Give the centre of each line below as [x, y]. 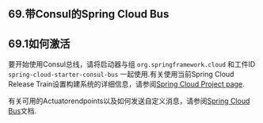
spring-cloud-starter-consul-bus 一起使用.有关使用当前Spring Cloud [121, 75]
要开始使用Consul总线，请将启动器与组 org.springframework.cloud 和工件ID [132, 64]
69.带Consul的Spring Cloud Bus [89, 14]
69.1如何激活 [39, 43]
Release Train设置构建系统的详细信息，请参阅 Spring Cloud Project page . [126, 84]
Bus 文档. [23, 111]
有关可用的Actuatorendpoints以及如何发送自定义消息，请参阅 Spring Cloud [129, 101]
